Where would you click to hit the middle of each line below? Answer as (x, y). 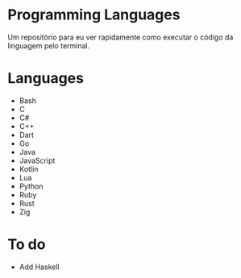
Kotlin (29, 169)
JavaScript (37, 160)
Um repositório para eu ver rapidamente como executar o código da (120, 37)
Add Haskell (39, 267)
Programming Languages (94, 15)
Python (31, 186)
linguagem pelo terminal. (49, 45)
